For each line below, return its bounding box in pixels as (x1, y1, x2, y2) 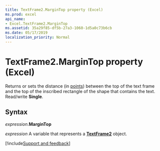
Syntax (5, 108, 28, 116)
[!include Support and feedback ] (5, 140, 71, 146)
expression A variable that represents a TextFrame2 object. (5, 131, 127, 137)
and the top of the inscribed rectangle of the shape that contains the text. (5, 88, 156, 94)
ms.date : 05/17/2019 (5, 30, 48, 35)
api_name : (5, 16, 26, 21)
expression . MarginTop (5, 121, 52, 127)
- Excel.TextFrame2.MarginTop (5, 21, 68, 26)
